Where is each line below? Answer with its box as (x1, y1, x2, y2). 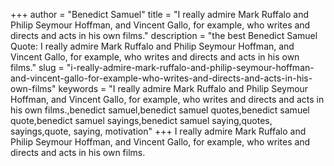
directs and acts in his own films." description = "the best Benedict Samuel (10, 30, 318, 41)
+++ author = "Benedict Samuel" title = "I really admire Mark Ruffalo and (10, 9, 310, 20)
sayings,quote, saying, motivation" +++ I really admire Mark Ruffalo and (10, 125, 307, 137)
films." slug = (10, 62, 65, 73)
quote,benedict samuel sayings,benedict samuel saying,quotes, (10, 115, 273, 126)
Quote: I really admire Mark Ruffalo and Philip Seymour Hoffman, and (10, 40, 295, 52)
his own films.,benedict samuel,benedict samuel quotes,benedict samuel (10, 104, 310, 116)
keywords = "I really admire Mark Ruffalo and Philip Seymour (58, 83, 309, 94)
